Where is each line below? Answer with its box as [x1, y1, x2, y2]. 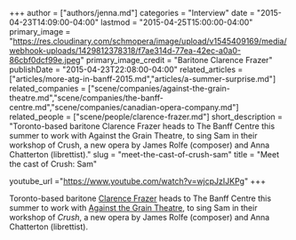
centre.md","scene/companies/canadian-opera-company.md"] [9, 102, 239, 112]
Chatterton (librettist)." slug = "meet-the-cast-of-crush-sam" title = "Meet [9, 149, 280, 159]
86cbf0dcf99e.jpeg [9, 55, 81, 65]
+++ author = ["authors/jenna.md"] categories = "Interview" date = [9, 8, 255, 18]
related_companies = [9, 84, 86, 93]
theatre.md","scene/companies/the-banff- [9, 92, 164, 103]
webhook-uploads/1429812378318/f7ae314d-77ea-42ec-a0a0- [9, 45, 242, 56]
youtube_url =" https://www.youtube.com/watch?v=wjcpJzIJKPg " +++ [9, 176, 267, 186]
